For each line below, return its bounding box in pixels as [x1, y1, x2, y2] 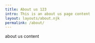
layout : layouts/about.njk [5, 16, 60, 21]
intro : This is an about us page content [5, 11, 91, 16]
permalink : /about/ [5, 20, 45, 25]
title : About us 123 [5, 7, 47, 12]
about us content [5, 33, 39, 39]
